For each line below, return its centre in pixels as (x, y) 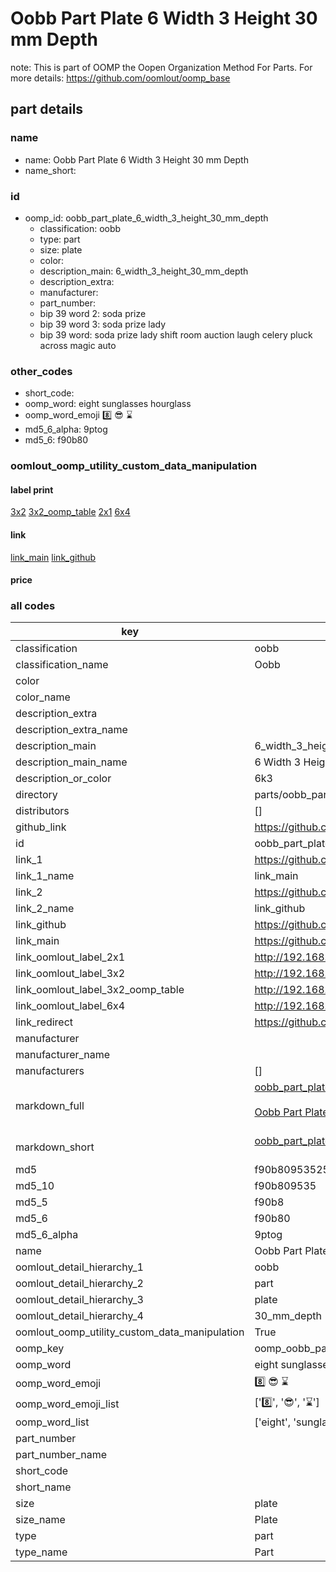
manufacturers (50, 1071)
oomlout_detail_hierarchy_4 (79, 1316)
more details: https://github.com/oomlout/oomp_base (120, 78)
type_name (41, 1552)
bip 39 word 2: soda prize (93, 313)
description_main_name (71, 762)
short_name (43, 1487)
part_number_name (61, 1455)
